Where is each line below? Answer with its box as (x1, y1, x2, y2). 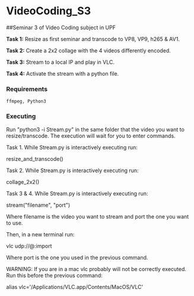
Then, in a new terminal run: (6, 230, 75, 238)
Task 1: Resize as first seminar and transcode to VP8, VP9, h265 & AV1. (6, 35, 180, 42)
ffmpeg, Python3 (6, 98, 46, 105)
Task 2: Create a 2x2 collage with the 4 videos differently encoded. (6, 46, 171, 54)
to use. (6, 219, 23, 226)
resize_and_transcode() (6, 155, 63, 162)
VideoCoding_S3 (6, 4, 91, 18)
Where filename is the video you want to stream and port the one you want (6, 213, 189, 220)
